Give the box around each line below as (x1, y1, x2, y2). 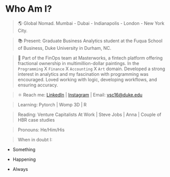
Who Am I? (5, 3, 52, 15)
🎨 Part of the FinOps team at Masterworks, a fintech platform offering (17, 54, 163, 61)
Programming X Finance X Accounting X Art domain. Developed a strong (17, 66, 165, 72)
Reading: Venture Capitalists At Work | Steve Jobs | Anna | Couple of (17, 111, 161, 117)
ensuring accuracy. (17, 82, 58, 88)
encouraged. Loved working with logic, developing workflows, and (17, 76, 157, 82)
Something (12, 146, 36, 153)
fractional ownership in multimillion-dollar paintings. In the (17, 60, 140, 66)
